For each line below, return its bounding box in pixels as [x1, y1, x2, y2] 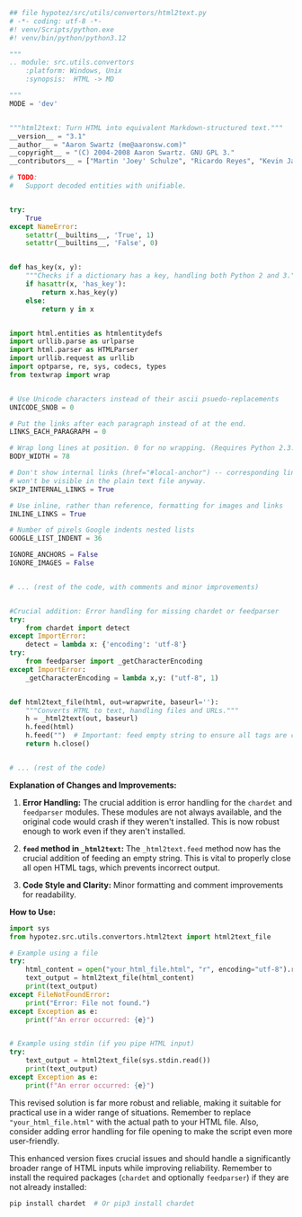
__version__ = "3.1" [9, 131, 87, 141]
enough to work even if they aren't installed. [22, 825, 186, 836]
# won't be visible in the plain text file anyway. [9, 476, 207, 485]
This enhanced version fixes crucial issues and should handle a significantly [9, 1152, 291, 1163]
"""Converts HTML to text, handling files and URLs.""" [25, 706, 240, 715]
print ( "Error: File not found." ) [25, 998, 151, 1008]
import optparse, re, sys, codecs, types [9, 362, 167, 371]
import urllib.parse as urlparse [9, 337, 135, 346]
